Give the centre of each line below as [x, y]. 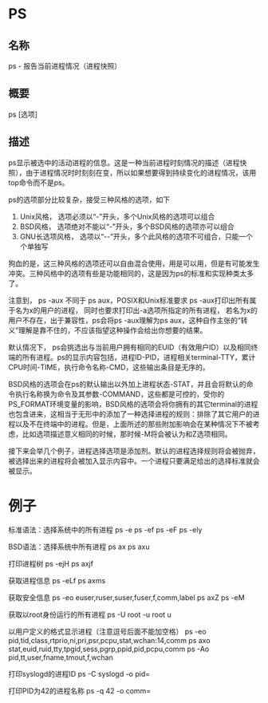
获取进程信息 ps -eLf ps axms [57, 580]
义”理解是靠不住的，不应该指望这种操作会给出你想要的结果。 [108, 330]
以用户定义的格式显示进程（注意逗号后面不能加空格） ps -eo [107, 631]
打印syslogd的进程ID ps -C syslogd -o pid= [79, 673]
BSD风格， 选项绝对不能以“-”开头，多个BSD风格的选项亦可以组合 [127, 226]
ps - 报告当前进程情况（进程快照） [65, 66]
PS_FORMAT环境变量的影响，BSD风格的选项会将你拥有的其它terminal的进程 [133, 404]
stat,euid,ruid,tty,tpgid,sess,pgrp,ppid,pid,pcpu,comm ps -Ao [109, 649]
